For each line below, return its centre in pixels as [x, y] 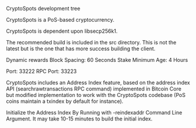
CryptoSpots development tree [43, 8]
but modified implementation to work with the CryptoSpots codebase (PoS [96, 95]
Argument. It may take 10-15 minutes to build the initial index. [79, 119]
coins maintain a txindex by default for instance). [65, 101]
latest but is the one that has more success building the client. [81, 49]
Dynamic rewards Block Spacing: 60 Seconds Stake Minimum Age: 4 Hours [97, 60]
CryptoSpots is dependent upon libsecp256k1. [62, 31]
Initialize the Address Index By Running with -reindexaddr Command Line [94, 113]
